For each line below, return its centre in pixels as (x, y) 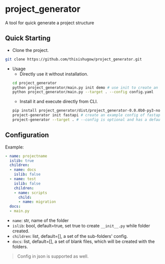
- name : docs (23, 170)
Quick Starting (28, 38)
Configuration (27, 135)
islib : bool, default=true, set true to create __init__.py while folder (81, 226)
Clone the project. (31, 50)
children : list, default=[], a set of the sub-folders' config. (70, 236)
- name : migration (37, 202)
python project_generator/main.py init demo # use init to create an (85, 87)
